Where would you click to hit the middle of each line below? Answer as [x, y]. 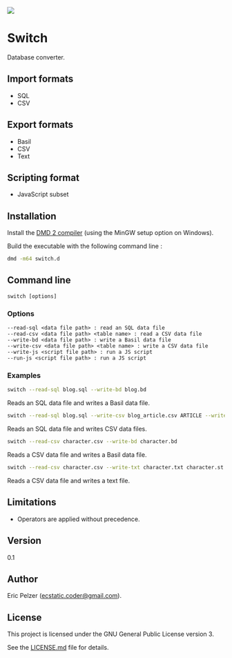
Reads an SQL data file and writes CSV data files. [77, 429]
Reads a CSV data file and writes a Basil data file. [77, 455]
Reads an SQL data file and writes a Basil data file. [79, 403]
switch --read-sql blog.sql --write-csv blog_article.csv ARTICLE [105, 416]
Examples [24, 375]
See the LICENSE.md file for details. [58, 648]
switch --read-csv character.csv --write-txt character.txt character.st [116, 468]
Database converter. [36, 57]
